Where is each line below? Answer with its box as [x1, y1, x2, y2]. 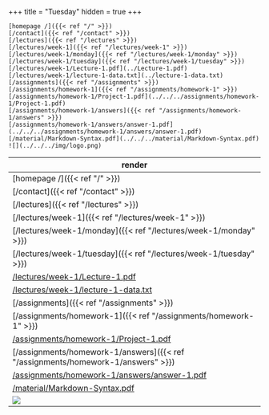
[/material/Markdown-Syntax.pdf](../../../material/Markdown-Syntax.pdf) [8, 135, 260, 143]
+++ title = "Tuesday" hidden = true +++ [8, 7, 143, 16]
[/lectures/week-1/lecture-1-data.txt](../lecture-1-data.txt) [8, 71, 224, 79]
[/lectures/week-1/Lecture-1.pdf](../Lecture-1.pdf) [8, 64, 188, 72]
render [121, 160, 148, 170]
